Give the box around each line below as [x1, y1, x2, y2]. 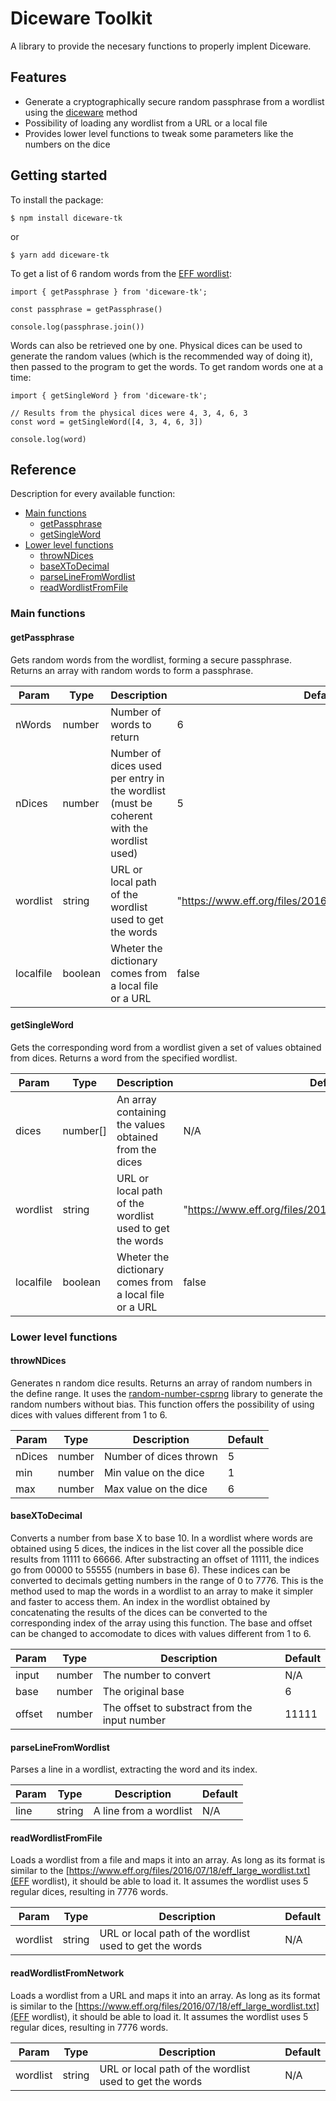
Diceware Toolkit [10, 7, 153, 30]
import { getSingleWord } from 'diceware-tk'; [10, 390, 208, 401]
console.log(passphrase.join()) [10, 322, 145, 332]
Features [10, 69, 67, 86]
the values [116, 1117, 166, 1131]
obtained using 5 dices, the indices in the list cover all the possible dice [10, 1543, 304, 1555]
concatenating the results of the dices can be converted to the [10, 1607, 268, 1619]
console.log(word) [10, 434, 87, 444]
